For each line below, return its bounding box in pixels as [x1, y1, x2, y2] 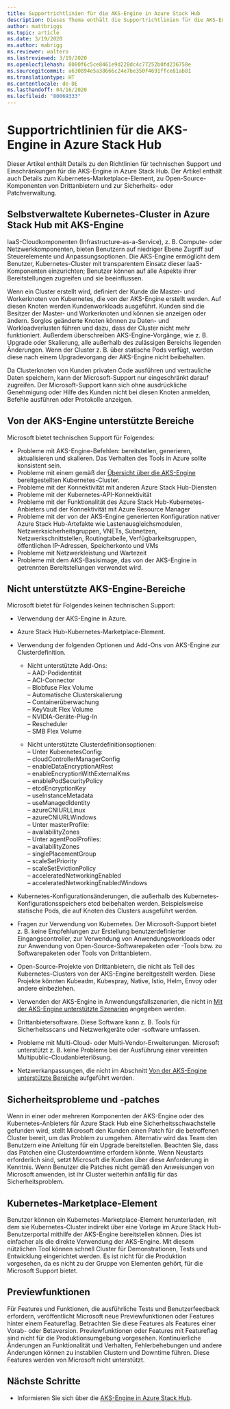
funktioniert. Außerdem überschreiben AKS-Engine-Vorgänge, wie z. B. [7, 330, 208, 339]
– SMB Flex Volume [27, 727, 82, 736]
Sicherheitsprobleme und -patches [7, 1094, 160, 1105]
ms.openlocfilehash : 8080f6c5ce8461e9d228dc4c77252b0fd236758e [7, 61, 192, 68]
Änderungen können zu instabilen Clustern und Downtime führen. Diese [7, 1348, 210, 1356]
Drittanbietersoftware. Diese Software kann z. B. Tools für [16, 1018, 180, 1026]
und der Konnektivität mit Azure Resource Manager [46, 505, 190, 513]
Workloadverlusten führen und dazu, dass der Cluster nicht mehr [7, 324, 190, 332]
